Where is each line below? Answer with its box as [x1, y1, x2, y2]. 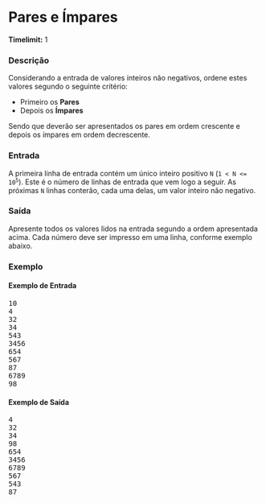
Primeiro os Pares [19, 97, 80, 107]
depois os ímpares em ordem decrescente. [8, 130, 151, 140]
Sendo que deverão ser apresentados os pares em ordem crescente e [8, 122, 241, 131]
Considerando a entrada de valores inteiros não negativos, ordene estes [8, 73, 248, 83]
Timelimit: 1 [8, 35, 48, 44]
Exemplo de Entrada [8, 281, 77, 291]
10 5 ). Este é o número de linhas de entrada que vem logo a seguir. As [8, 177, 237, 187]
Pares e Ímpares [8, 8, 118, 27]
